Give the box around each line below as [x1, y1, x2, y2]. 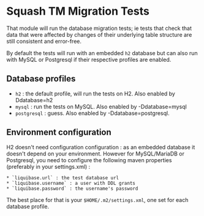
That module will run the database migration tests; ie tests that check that [6, 24, 192, 32]
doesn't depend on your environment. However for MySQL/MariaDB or [6, 150, 185, 157]
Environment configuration [6, 127, 111, 138]
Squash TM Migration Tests [6, 4, 150, 18]
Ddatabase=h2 [15, 96, 53, 103]
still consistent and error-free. [6, 37, 81, 45]
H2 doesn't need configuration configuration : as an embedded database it [6, 143, 195, 151]
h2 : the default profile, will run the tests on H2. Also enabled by [15, 90, 176, 97]
